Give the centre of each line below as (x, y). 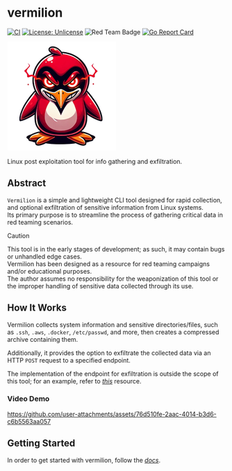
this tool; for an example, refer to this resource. (74, 381)
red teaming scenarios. (40, 222)
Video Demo (28, 399)
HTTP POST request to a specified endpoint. (69, 360)
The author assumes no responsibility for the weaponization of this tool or (113, 279)
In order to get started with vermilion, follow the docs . (84, 460)
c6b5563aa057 (29, 421)
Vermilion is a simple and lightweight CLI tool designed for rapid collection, (115, 200)
